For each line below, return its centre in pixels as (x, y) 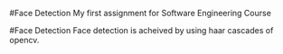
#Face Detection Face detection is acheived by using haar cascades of (141, 30)
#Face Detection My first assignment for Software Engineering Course (140, 13)
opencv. (24, 40)
